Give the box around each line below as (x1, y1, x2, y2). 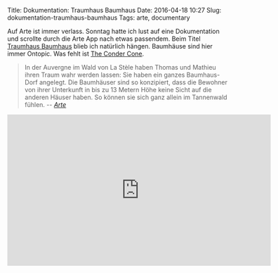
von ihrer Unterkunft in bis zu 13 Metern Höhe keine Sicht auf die (24, 86, 212, 94)
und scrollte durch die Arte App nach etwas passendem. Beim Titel (7, 34, 201, 43)
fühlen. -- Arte (24, 101, 67, 108)
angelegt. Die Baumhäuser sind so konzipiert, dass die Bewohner (39, 78, 228, 87)
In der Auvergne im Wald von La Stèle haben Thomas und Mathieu (24, 63, 216, 71)
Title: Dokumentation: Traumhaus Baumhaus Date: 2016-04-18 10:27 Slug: (7, 6, 222, 14)
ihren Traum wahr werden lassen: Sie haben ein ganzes (24, 70, 185, 79)
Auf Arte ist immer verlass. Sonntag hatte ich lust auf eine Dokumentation (7, 27, 220, 35)
